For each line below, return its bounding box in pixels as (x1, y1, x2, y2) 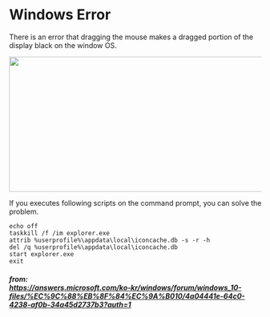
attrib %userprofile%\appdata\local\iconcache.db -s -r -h (9, 236, 211, 244)
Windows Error (9, 6, 111, 24)
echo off (9, 222, 38, 230)
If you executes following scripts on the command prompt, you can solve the (9, 198, 262, 207)
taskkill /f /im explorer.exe (9, 229, 111, 237)
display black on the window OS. (9, 40, 117, 50)
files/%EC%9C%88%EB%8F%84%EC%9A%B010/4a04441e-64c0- (9, 291, 245, 301)
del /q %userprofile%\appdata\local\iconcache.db (9, 243, 179, 251)
